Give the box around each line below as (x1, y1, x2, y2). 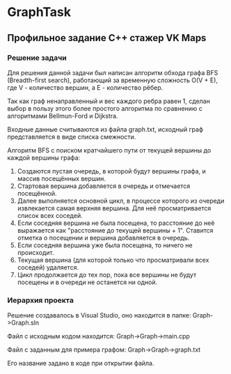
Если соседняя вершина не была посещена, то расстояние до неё (17, 219, 215, 227)
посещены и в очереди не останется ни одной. (17, 278, 158, 286)
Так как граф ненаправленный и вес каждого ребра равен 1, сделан (7, 97, 210, 105)
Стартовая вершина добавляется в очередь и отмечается (17, 182, 191, 190)
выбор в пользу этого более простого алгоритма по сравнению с (7, 104, 203, 112)
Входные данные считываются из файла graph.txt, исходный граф (7, 125, 204, 133)
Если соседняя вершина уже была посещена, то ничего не (17, 241, 193, 249)
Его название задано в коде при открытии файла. (7, 359, 154, 368)
